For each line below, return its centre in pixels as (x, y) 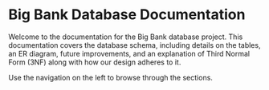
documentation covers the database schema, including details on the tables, (134, 45)
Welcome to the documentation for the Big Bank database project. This (126, 37)
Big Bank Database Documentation (127, 15)
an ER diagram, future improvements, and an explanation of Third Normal (129, 53)
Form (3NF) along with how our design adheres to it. (95, 62)
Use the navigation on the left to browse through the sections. (110, 77)
